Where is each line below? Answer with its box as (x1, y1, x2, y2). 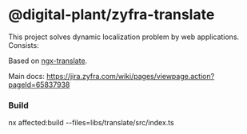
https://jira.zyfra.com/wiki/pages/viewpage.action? (46, 71, 215, 81)
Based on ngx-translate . (8, 56, 88, 65)
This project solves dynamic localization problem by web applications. (8, 32, 240, 41)
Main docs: (8, 71, 46, 81)
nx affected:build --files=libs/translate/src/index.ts (8, 118, 174, 128)
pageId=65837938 (8, 80, 70, 89)
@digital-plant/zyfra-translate (8, 6, 215, 24)
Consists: (8, 40, 39, 49)
